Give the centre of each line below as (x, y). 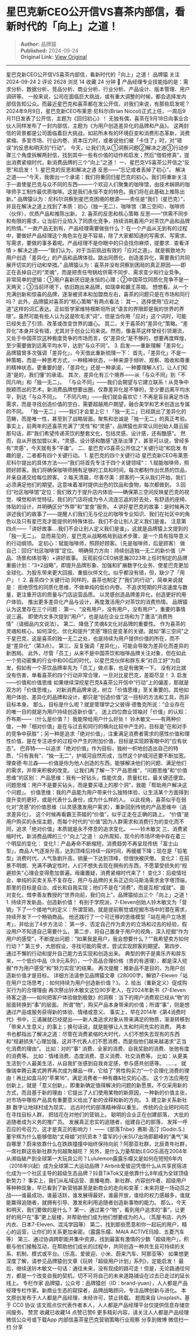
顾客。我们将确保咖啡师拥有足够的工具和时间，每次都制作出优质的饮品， (103, 470)
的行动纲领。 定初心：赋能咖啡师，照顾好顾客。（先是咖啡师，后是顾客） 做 (96, 543)
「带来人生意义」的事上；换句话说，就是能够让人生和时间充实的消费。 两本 (96, 1027)
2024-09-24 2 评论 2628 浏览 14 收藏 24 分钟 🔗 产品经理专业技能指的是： (95, 81)
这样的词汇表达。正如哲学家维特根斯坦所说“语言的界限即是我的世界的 (97, 309)
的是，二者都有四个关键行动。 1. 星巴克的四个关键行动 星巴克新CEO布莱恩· (100, 455)
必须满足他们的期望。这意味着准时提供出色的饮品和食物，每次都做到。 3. (93, 485)
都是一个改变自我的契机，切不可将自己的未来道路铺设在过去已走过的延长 (103, 1276)
